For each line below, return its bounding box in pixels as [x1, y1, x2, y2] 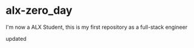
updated [5, 35, 27, 42]
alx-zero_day [5, 4, 73, 17]
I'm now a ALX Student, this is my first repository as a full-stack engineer [5, 23, 188, 31]
